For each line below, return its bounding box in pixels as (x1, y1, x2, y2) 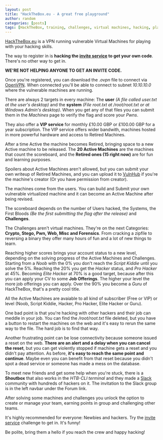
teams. (5, 406, 19, 411)
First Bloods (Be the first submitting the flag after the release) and (5, 211, 137, 216)
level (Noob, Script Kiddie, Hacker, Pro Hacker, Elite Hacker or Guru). (5, 301, 143, 307)
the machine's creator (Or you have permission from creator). (5, 177, 128, 182)
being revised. (5, 196, 34, 202)
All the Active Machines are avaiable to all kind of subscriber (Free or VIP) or (5, 295, 158, 301)
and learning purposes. (5, 157, 52, 163)
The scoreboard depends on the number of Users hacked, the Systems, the (5, 206, 156, 212)
